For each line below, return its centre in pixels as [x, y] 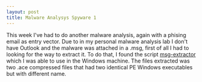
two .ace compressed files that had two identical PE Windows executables [99, 67]
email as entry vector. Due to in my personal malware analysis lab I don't [97, 41]
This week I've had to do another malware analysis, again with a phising [96, 35]
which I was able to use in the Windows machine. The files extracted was [98, 61]
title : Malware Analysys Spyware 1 [51, 18]
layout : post [23, 12]
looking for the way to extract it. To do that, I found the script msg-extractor [101, 54]
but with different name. [37, 73]
